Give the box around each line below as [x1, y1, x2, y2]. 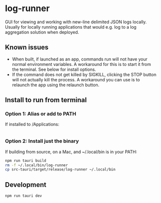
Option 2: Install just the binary [5, 138, 79, 144]
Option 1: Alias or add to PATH [5, 110, 76, 117]
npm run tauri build [5, 158, 47, 163]
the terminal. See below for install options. [12, 66, 96, 72]
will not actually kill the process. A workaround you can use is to [12, 77, 140, 82]
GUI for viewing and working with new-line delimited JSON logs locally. [5, 19, 147, 25]
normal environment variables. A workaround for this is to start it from [12, 61, 151, 67]
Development [5, 180, 47, 189]
